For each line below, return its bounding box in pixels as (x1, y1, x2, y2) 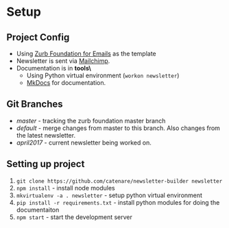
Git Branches (6, 99, 63, 110)
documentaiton (16, 205, 60, 214)
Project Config (6, 31, 70, 43)
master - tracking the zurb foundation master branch (16, 116, 166, 125)
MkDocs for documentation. (26, 79, 106, 86)
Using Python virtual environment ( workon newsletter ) (26, 71, 180, 79)
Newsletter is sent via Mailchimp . (16, 57, 110, 65)
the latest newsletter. (16, 131, 76, 139)
